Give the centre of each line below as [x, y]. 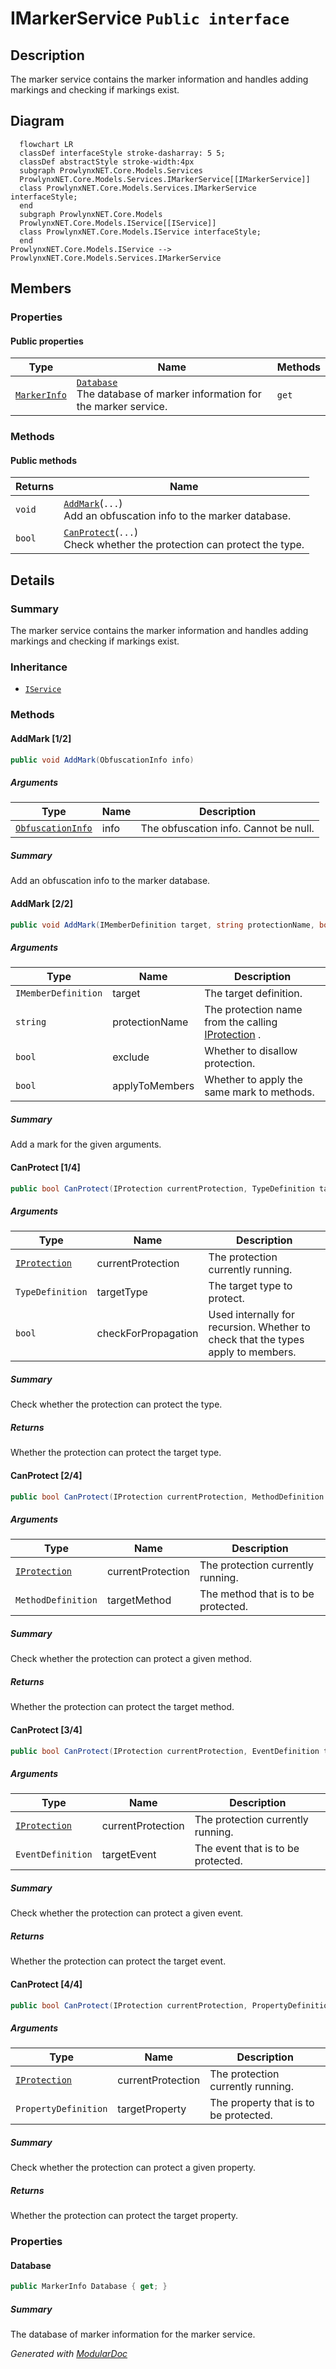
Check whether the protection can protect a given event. [127, 1913]
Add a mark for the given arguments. [86, 1144]
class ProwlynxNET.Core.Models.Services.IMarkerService [138, 188]
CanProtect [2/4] [46, 1475]
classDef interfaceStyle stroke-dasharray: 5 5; [122, 153]
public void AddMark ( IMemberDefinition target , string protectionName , [162, 925]
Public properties [47, 341]
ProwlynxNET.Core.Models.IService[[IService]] [118, 223]
